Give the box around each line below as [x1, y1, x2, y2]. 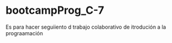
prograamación [5, 29, 43, 36]
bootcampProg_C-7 [5, 4, 105, 17]
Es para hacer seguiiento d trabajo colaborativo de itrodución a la [5, 23, 167, 30]
